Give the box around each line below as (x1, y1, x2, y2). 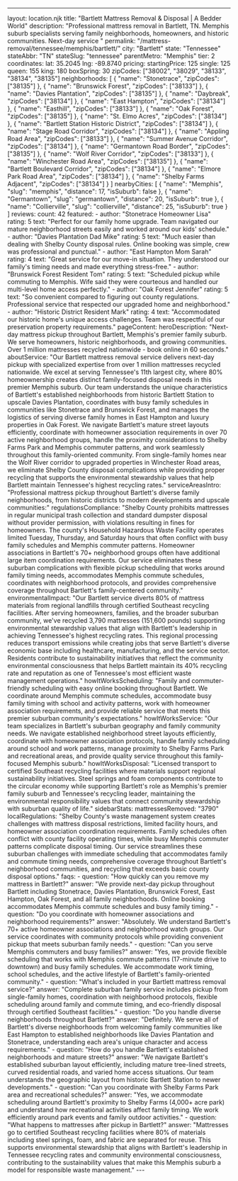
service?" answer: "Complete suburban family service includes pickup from (7, 985, 228, 993)
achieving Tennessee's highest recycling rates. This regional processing (7, 631, 218, 640)
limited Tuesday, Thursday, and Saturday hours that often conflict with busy (7, 533, 228, 542)
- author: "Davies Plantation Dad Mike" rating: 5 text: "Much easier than (7, 232, 216, 241)
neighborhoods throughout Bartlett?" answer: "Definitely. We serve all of (7, 1015, 219, 1024)
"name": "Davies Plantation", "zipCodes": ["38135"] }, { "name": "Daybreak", (7, 89, 230, 98)
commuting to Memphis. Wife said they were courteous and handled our (7, 278, 219, 286)
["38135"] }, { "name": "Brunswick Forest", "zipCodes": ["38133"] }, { (7, 82, 209, 90)
